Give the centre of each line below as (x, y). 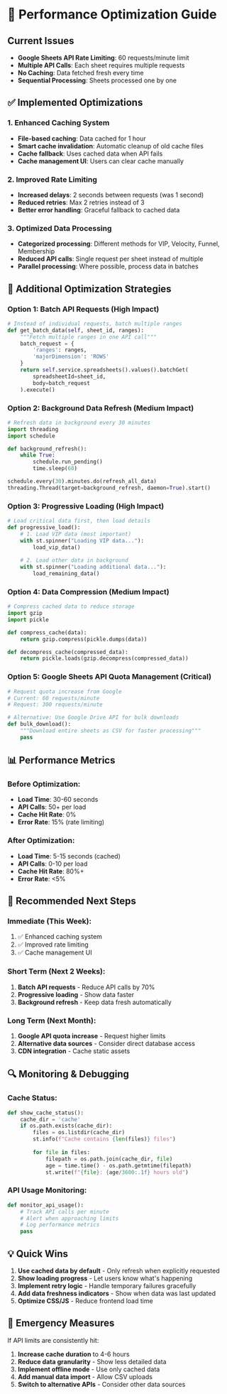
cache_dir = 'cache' (50, 1119)
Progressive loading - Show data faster (76, 994)
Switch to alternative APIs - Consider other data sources (101, 1384)
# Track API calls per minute (65, 1211)
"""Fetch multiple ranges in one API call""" (89, 337)
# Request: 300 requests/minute (55, 705)
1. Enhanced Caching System (59, 123)
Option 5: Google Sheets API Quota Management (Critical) (109, 677)
